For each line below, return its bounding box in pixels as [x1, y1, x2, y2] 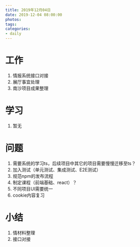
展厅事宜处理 [12, 78, 40, 85]
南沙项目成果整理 [12, 85, 49, 91]
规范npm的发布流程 [12, 173, 53, 179]
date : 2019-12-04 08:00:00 [5, 12, 62, 17]
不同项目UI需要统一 [12, 185, 53, 191]
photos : [5, 17, 22, 22]
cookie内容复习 [12, 192, 45, 198]
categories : [5, 26, 30, 32]
